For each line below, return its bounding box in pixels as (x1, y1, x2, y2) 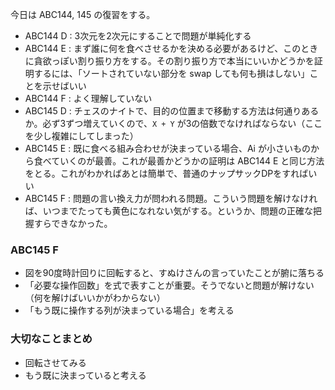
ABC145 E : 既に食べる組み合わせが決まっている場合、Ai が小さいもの (24, 143, 311, 154)
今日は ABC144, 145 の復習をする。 (10, 9, 156, 20)
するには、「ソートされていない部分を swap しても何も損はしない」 (33, 68, 310, 79)
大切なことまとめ (10, 332, 93, 346)
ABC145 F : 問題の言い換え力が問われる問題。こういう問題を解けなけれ (24, 193, 318, 204)
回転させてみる (24, 356, 87, 368)
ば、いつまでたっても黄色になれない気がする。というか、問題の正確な (24, 205, 314, 217)
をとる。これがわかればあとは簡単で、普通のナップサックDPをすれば (24, 168, 309, 179)
